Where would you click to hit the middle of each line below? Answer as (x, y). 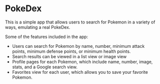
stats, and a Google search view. (45, 67)
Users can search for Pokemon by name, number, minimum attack (78, 46)
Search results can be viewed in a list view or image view (69, 56)
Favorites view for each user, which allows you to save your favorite (80, 72)
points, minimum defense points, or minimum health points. (71, 51)
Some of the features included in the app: (47, 37)
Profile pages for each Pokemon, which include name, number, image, (82, 62)
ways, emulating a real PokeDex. (38, 27)
